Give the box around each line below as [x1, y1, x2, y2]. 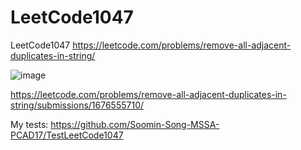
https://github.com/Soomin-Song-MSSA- [50, 118, 220, 130]
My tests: [10, 118, 49, 130]
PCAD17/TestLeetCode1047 [10, 129, 124, 141]
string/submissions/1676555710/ [10, 99, 145, 111]
